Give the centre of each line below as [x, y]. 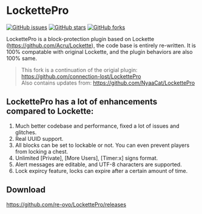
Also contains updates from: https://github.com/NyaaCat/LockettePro [108, 83]
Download [26, 190]
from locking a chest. [42, 151]
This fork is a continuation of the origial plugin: [79, 70]
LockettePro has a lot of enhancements [82, 102]
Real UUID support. [39, 138]
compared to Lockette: [50, 112]
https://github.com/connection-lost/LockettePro [81, 76]
